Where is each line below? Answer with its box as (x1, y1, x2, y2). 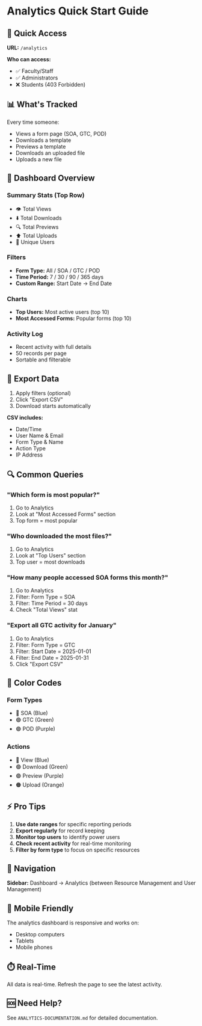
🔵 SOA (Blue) (15, 710, 48, 717)
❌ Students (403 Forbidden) (15, 81, 86, 88)
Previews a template (15, 143, 66, 150)
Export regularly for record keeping (15, 827, 105, 834)
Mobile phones (15, 944, 53, 951)
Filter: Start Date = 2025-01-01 (15, 648, 92, 655)
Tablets (15, 937, 34, 945)
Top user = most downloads (15, 558, 85, 566)
